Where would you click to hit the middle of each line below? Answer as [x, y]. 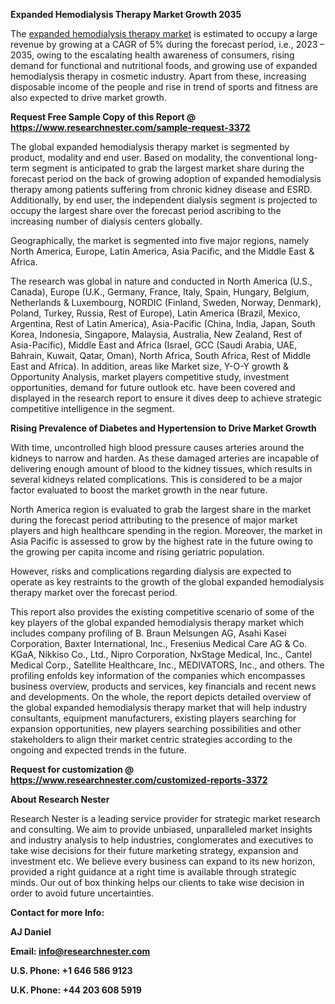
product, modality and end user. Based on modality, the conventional [152, 157]
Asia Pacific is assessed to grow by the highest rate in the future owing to [161, 541]
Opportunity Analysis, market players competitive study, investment [150, 377]
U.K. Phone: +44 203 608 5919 [76, 990]
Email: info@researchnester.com [80, 951]
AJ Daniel [31, 932]
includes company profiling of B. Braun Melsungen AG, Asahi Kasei [148, 633]
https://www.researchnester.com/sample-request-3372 [130, 127]
